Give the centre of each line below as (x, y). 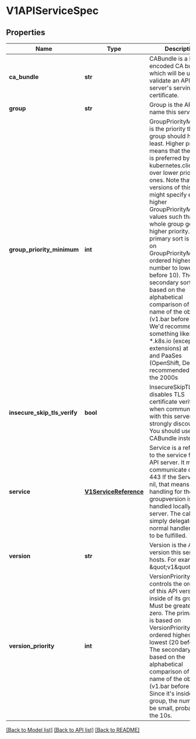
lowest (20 (164, 642)
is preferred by (170, 158)
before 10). (165, 275)
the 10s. (161, 715)
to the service (168, 455)
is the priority (168, 129)
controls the (166, 584)
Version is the (168, 545)
